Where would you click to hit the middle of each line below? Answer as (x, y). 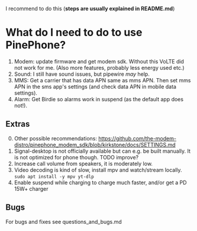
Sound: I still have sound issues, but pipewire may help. (82, 74)
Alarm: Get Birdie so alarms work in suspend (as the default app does (99, 99)
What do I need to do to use (74, 33)
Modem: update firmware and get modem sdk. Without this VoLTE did (99, 61)
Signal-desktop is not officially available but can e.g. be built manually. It (102, 151)
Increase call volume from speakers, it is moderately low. (83, 163)
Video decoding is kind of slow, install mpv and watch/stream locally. (98, 170)
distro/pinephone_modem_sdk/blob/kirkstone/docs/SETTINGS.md (95, 145)
